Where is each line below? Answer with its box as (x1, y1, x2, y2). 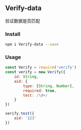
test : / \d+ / (23, 93, 48, 98)
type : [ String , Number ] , (23, 83, 75, 89)
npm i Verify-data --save (5, 42, 59, 47)
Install (5, 30, 21, 37)
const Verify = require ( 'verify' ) (5, 65, 77, 70)
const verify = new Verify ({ (5, 70, 66, 75)
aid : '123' (14, 116, 37, 121)
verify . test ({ (5, 111, 35, 116)
